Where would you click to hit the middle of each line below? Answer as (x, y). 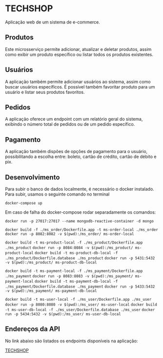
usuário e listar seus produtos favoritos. (45, 92)
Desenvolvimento (32, 177)
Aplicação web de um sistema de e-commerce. (52, 22)
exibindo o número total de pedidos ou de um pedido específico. (70, 124)
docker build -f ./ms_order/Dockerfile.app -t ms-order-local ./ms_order (82, 230)
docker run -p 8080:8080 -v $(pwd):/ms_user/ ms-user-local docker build (81, 305)
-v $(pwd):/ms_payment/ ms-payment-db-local (51, 291)
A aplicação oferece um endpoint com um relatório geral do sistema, (74, 119)
